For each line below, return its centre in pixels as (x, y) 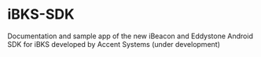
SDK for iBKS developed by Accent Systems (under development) (114, 44)
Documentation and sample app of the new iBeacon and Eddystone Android (130, 36)
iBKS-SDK (41, 14)
